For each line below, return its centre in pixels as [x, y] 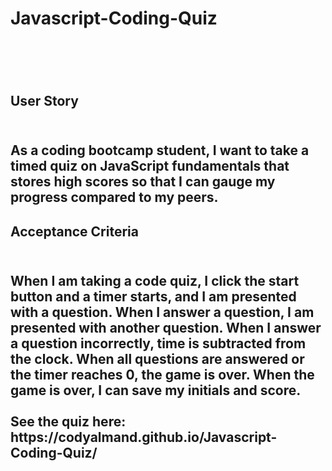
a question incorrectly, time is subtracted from [158, 343]
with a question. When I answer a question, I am [162, 312]
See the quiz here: [68, 421]
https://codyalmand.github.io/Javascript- [144, 437]
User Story [44, 100]
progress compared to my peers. [114, 197]
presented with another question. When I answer [166, 327]
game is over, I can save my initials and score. [156, 390]
